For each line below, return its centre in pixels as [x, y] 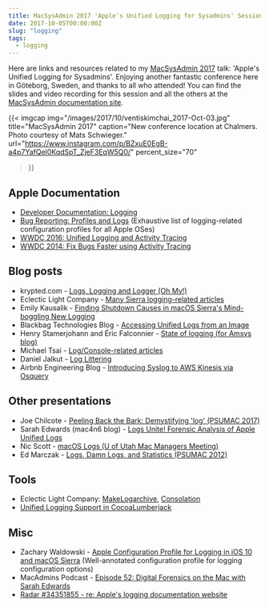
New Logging [73, 316]
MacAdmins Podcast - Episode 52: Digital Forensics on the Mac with [132, 577]
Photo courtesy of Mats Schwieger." [68, 135]
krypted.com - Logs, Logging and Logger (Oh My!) [103, 290]
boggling [34, 316]
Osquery [34, 376]
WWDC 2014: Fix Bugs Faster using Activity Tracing [105, 246]
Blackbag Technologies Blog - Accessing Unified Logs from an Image [134, 325]
